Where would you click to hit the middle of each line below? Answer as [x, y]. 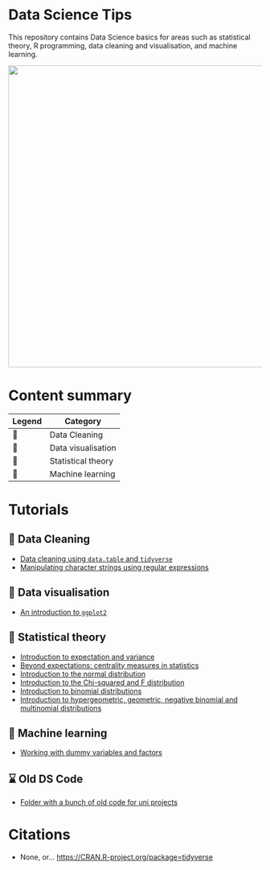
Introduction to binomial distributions [81, 691]
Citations [39, 835]
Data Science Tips [70, 15]
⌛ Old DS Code [46, 779]
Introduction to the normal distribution [83, 674]
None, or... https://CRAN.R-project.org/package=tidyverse [116, 857]
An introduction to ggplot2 [63, 612]
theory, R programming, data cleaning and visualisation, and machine [123, 45]
